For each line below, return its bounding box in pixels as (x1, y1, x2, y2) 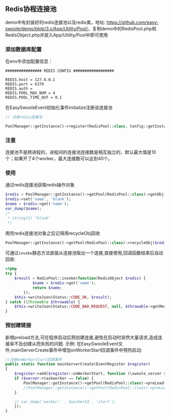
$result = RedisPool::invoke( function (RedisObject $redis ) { (14, 276, 146, 281)
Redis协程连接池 (5, 5, 57, 14)
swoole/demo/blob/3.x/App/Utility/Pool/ (5, 25, 89, 31)
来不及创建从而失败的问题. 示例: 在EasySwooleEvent (9, 340, 119, 347)
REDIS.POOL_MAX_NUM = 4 (5, 91, 56, 96)
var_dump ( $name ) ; (5, 206, 42, 211)
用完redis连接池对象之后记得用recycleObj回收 (5, 230, 100, 236)
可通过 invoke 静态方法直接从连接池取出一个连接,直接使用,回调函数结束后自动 (5, 250, 163, 256)
